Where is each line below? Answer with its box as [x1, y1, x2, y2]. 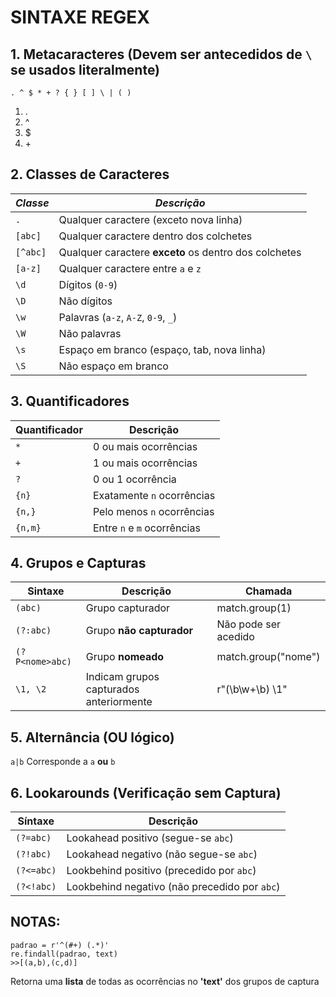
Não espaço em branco [58, 359, 169, 373]
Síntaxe [17, 814, 55, 828]
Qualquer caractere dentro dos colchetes [58, 229, 253, 243]
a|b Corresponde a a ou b [10, 756, 116, 768]
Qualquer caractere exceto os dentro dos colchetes [58, 245, 302, 259]
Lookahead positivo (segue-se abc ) [66, 831, 234, 845]
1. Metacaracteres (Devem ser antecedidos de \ [10, 46, 313, 63]
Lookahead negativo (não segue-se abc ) [66, 847, 258, 861]
